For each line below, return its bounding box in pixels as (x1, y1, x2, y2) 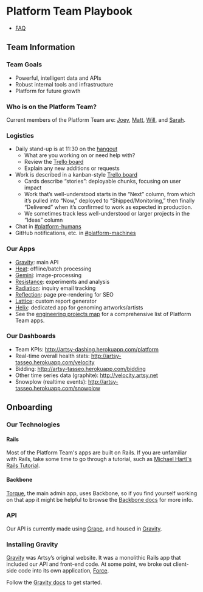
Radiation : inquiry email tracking (15, 284, 96, 292)
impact (24, 184, 42, 191)
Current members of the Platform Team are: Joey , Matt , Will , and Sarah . (6, 116, 186, 123)
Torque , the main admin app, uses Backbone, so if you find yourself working (6, 489, 198, 497)
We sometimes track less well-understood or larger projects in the (24, 210, 190, 217)
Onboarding (6, 402, 53, 412)
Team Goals (6, 60, 43, 69)
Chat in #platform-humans (15, 223, 81, 230)
